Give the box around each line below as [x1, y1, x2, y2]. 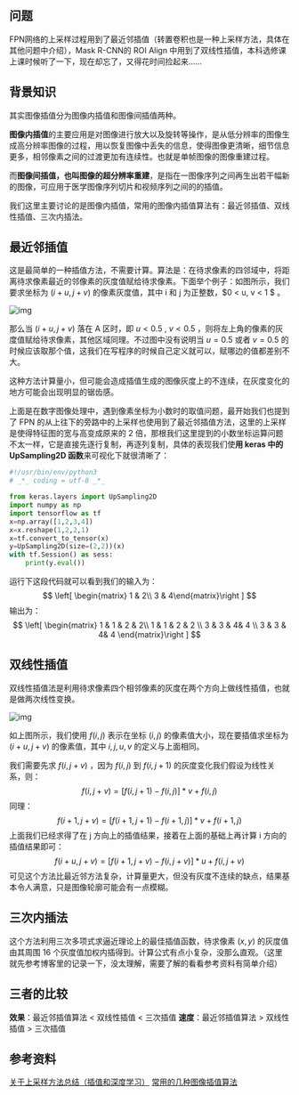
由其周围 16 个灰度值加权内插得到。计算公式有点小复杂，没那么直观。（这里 [9, 946, 283, 957]
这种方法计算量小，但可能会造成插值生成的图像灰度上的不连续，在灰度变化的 [9, 376, 290, 386]
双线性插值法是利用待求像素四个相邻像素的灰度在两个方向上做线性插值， [9, 682, 274, 693]
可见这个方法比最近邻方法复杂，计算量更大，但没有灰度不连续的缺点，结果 [9, 871, 282, 881]
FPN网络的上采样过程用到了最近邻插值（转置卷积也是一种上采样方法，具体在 [9, 34, 290, 45]
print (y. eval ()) [25, 559, 86, 568]
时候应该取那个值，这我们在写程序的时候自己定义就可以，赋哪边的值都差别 [9, 345, 282, 356]
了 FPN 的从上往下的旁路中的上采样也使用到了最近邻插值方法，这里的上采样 [9, 417, 287, 427]
